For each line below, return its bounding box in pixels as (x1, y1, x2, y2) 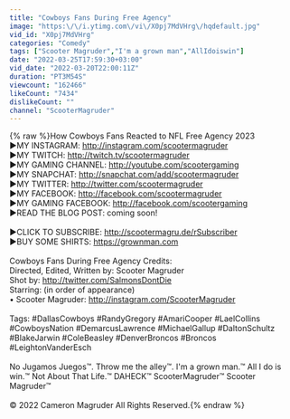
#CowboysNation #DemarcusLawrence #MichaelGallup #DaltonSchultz (9, 323, 276, 334)
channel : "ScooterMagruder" (9, 106, 116, 115)
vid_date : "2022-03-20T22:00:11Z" (9, 64, 140, 73)
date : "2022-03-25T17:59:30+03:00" (9, 55, 144, 64)
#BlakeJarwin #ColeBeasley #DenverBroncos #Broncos (9, 332, 217, 344)
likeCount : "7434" (9, 89, 79, 98)
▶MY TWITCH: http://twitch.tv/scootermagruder (9, 150, 190, 161)
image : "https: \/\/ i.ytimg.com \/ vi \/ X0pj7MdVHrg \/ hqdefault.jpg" (9, 22, 260, 31)
